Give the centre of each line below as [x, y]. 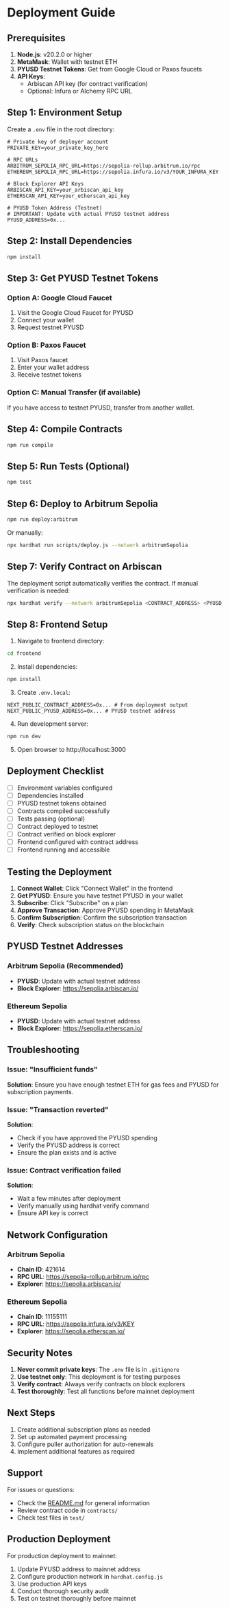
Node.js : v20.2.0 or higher [54, 54]
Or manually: [25, 532]
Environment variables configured [65, 788]
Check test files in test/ [51, 1518]
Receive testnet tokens [49, 375]
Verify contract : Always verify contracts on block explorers [101, 1384]
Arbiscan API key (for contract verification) [88, 84]
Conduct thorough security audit [63, 1591]
